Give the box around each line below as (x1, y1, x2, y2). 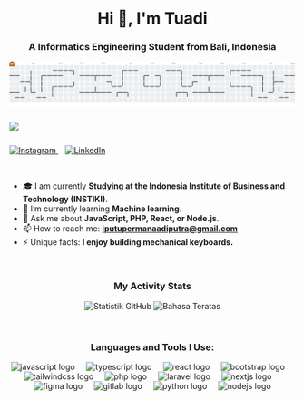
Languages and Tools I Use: (90, 340, 215, 353)
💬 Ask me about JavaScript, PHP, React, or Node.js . (22, 212, 220, 223)
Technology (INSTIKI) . (22, 193, 109, 204)
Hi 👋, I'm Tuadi (97, 8, 208, 29)
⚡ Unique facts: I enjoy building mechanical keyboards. (22, 236, 234, 248)
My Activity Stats (112, 280, 192, 293)
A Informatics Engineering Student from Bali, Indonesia (28, 41, 277, 54)
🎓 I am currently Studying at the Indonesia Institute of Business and (22, 180, 286, 191)
